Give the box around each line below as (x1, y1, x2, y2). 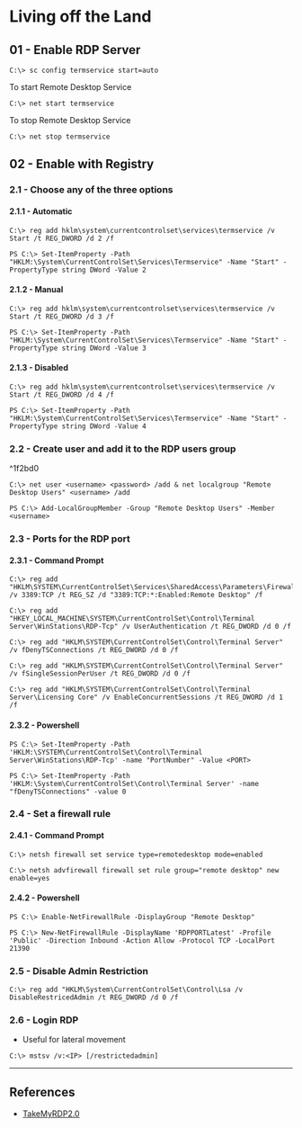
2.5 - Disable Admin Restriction (9, 964, 148, 977)
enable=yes (9, 873, 50, 882)
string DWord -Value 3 (61, 344, 147, 353)
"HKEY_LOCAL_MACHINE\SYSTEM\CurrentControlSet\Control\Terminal (9, 614, 255, 623)
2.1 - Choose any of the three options (9, 184, 173, 196)
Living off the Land (9, 6, 152, 27)
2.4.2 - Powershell (9, 892, 80, 903)
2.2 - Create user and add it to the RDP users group (9, 443, 236, 455)
